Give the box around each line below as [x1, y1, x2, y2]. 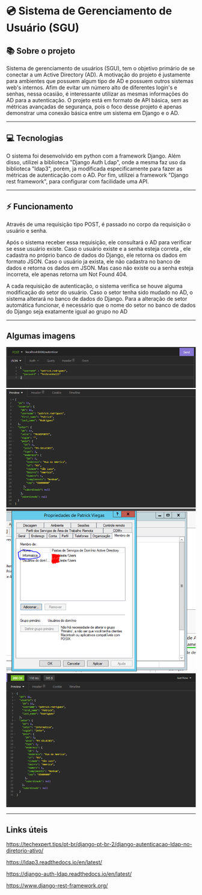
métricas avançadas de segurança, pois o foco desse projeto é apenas [6, 103, 182, 110]
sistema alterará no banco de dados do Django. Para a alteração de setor [6, 295, 188, 302]
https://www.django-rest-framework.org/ [6, 882, 108, 889]
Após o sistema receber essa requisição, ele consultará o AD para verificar [6, 238, 192, 246]
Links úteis [6, 825, 48, 835]
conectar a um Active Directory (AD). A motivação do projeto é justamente [6, 71, 191, 78]
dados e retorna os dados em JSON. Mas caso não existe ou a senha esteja [6, 264, 194, 271]
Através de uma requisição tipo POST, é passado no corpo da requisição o [6, 220, 191, 228]
